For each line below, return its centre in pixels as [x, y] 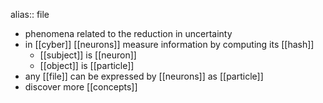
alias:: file [30, 14]
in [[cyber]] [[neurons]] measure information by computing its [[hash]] [169, 44]
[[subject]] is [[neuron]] [88, 55]
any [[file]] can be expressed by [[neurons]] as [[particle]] [144, 76]
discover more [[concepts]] [81, 87]
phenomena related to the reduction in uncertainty [128, 33]
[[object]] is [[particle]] [87, 65]
